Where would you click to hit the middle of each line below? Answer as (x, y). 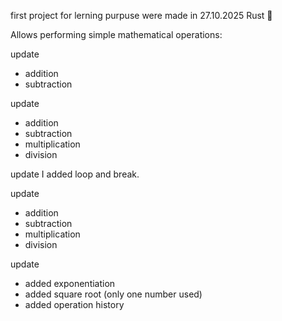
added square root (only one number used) (113, 294)
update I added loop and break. (75, 174)
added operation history (74, 304)
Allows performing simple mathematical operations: (116, 34)
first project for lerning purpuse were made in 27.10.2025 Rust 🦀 (141, 15)
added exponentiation (70, 283)
